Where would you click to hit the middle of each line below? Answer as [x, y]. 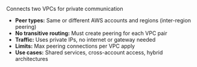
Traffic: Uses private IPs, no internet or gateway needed [85, 40]
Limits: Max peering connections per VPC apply [75, 46]
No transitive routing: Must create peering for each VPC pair [91, 33]
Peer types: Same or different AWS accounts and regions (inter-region [103, 20]
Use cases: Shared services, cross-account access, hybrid [89, 53]
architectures [31, 59]
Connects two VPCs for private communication [65, 9]
